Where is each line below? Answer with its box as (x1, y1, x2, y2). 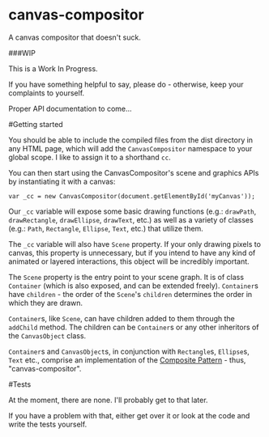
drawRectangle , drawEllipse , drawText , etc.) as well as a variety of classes (8, 214, 254, 224)
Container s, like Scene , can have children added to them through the (8, 313, 235, 323)
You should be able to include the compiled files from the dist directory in (8, 135, 254, 145)
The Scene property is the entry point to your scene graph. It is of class (8, 272, 245, 282)
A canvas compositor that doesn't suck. (8, 32, 142, 42)
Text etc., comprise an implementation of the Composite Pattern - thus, (8, 354, 246, 365)
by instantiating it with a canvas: (8, 176, 116, 186)
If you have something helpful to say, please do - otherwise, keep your (8, 79, 245, 89)
